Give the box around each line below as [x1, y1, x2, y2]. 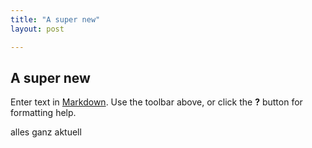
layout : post [10, 24, 65, 34]
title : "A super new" [10, 14, 101, 25]
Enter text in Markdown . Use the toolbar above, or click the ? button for [10, 96, 303, 108]
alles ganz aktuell [10, 126, 82, 138]
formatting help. [10, 107, 77, 119]
